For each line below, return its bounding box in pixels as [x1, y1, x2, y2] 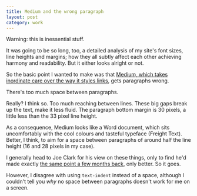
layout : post [6, 14, 38, 20]
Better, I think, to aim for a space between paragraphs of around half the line [6, 137, 191, 144]
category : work [6, 19, 44, 25]
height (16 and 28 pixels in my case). [6, 142, 95, 150]
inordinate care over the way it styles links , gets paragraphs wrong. [6, 77, 169, 84]
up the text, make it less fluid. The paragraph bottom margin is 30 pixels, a [6, 107, 186, 114]
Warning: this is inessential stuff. [6, 36, 85, 43]
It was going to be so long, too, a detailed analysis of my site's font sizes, [6, 47, 183, 54]
